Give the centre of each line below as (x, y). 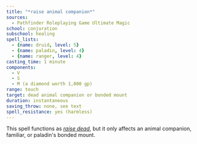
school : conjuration (32, 28)
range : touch (23, 90)
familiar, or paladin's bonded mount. (51, 135)
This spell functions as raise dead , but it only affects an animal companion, (99, 128)
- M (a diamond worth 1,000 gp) (52, 84)
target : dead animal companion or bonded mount (67, 95)
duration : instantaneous (37, 100)
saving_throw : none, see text (44, 106)
